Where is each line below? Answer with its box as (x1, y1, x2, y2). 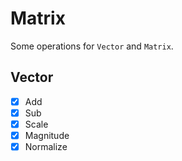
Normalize (24, 141, 68, 152)
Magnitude (24, 129, 70, 141)
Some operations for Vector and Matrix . (10, 40, 174, 52)
